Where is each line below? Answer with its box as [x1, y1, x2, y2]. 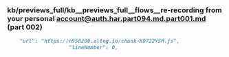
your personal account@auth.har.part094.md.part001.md [7, 14, 206, 23]
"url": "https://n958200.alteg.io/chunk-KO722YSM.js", [19, 38, 180, 45]
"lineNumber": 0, [68, 44, 118, 51]
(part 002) [7, 22, 43, 32]
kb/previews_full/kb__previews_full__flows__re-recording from [7, 5, 222, 15]
